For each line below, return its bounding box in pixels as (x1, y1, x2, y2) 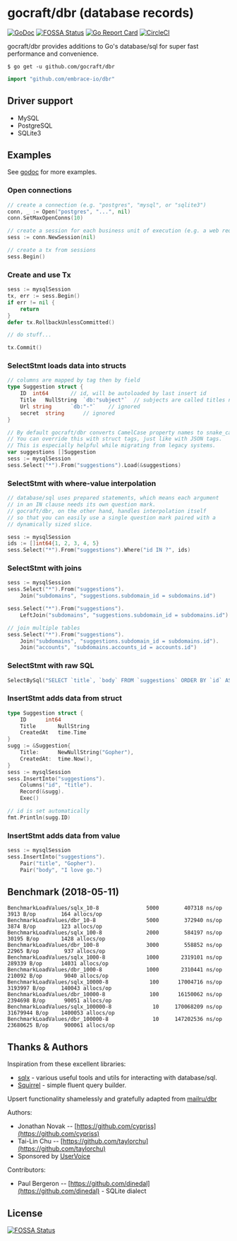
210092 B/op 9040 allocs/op (7, 972, 109, 980)
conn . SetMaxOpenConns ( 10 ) (7, 214, 83, 222)
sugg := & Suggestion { (7, 742, 71, 749)
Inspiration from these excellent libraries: (7, 1060, 126, 1068)
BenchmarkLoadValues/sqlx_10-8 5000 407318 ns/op (7, 904, 222, 912)
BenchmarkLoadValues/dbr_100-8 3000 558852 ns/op (7, 942, 222, 949)
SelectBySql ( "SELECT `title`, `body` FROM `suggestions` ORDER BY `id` (7, 677, 222, 684)
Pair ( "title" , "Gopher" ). (20, 859, 97, 867)
